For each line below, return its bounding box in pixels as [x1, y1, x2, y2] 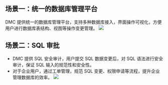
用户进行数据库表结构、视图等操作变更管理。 [5, 25, 98, 31]
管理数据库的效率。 [12, 74, 53, 80]
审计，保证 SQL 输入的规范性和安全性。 [12, 61, 94, 67]
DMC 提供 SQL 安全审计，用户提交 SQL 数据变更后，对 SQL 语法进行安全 [12, 55, 163, 61]
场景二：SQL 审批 [5, 41, 60, 50]
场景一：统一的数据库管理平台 [5, 4, 98, 13]
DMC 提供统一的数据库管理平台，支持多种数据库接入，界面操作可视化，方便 [5, 19, 162, 25]
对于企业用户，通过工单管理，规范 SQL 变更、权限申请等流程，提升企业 [12, 68, 160, 74]
